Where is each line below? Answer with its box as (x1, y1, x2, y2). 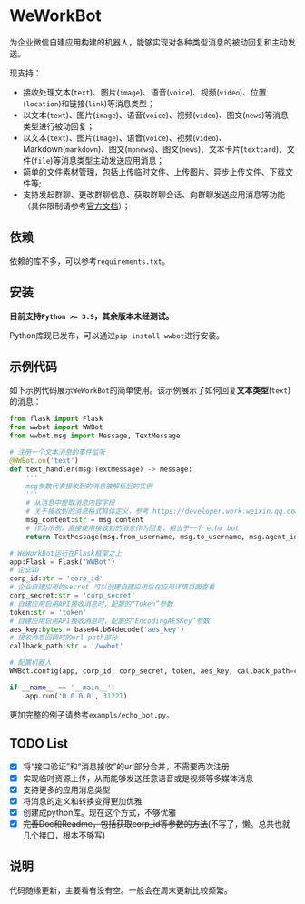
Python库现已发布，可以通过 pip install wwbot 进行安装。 (9, 329, 225, 341)
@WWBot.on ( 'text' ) (9, 456, 79, 465)
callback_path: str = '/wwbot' (9, 642, 124, 651)
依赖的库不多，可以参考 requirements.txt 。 (9, 256, 171, 266)
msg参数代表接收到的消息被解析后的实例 (25, 481, 153, 491)
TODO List (9, 736, 68, 751)
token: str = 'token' (9, 608, 88, 617)
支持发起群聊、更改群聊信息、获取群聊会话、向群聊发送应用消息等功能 (22, 188, 286, 200)
